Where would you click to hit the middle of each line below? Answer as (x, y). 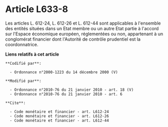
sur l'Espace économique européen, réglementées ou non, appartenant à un (84, 34)
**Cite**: (16, 103)
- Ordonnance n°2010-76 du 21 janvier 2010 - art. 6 (66, 94)
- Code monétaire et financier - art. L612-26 (59, 116)
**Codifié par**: (23, 63)
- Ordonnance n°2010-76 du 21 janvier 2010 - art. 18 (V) (72, 90)
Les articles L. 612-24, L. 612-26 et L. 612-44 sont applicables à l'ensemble (83, 23)
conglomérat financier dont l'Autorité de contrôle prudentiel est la (73, 39)
